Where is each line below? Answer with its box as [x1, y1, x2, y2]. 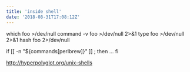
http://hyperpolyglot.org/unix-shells [6, 59, 93, 66]
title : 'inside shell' [6, 8, 62, 15]
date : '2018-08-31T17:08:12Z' [6, 14, 81, 20]
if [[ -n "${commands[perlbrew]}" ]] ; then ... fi [6, 47, 119, 54]
